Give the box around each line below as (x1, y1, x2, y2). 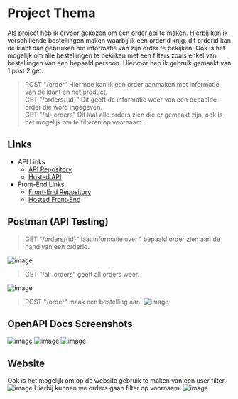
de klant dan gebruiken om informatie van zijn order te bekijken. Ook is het (7, 43, 226, 52)
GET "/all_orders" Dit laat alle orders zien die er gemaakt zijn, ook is (24, 110, 223, 119)
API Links (17, 157, 45, 166)
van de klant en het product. (24, 87, 108, 96)
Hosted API (28, 172, 62, 181)
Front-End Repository (28, 187, 92, 196)
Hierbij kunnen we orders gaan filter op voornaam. (34, 384, 182, 393)
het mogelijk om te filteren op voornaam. (24, 117, 144, 126)
